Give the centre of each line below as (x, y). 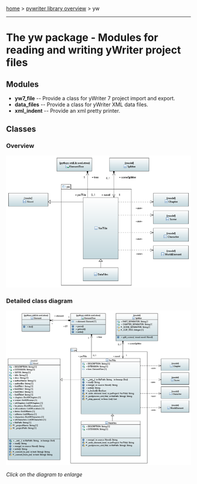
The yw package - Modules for (82, 38)
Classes (21, 129)
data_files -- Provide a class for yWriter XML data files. (81, 104)
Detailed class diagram (40, 300)
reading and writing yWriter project (94, 50)
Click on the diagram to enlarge (44, 474)
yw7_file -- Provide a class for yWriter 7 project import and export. (95, 98)
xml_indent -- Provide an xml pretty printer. (67, 111)
